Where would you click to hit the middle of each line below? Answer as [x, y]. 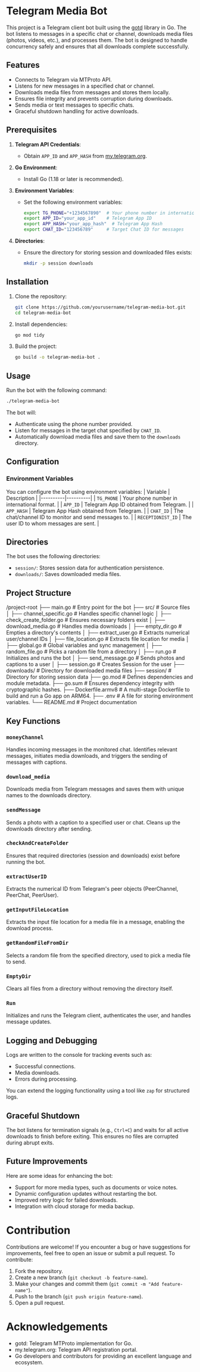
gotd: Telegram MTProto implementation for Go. [74, 1343]
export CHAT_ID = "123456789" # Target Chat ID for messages [104, 230]
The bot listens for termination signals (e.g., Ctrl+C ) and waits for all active [97, 1130]
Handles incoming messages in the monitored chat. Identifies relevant [92, 749]
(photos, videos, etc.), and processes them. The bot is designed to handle [97, 40]
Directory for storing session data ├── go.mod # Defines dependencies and [100, 677]
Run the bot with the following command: [57, 390]
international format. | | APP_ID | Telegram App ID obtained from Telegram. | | [100, 504]
